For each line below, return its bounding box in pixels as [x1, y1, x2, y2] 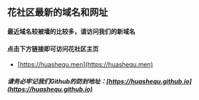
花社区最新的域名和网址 [7, 6, 108, 19]
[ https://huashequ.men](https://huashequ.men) [17, 60, 153, 69]
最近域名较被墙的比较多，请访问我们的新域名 [7, 27, 136, 35]
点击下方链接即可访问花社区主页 [7, 44, 99, 53]
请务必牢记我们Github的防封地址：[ [7, 77, 109, 85]
